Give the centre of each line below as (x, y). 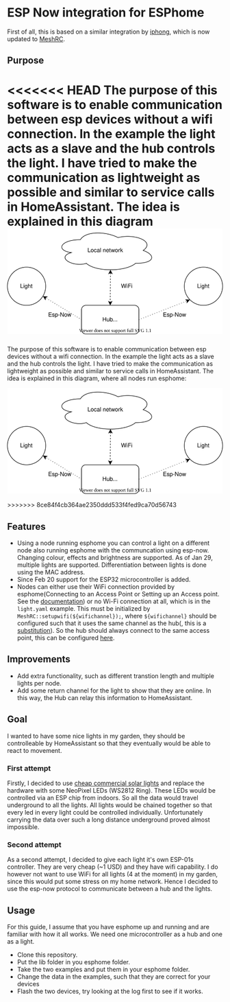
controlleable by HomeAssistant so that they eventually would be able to (109, 743)
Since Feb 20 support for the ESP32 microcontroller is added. (104, 580)
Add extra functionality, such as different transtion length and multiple (115, 676)
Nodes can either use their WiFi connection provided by (96, 587)
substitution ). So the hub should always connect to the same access (113, 631)
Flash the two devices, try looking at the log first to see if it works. (110, 991)
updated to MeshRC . (36, 38)
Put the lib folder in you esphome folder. (73, 962)
